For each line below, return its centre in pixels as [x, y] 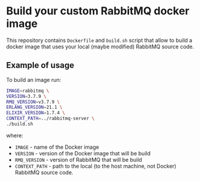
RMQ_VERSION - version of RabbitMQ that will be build [78, 159]
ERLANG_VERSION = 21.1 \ [34, 108]
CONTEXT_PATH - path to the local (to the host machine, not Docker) [96, 166]
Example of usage [40, 65]
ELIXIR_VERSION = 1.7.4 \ [36, 113]
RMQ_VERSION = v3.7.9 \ [33, 102]
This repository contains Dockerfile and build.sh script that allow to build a [99, 40]
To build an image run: [34, 79]
